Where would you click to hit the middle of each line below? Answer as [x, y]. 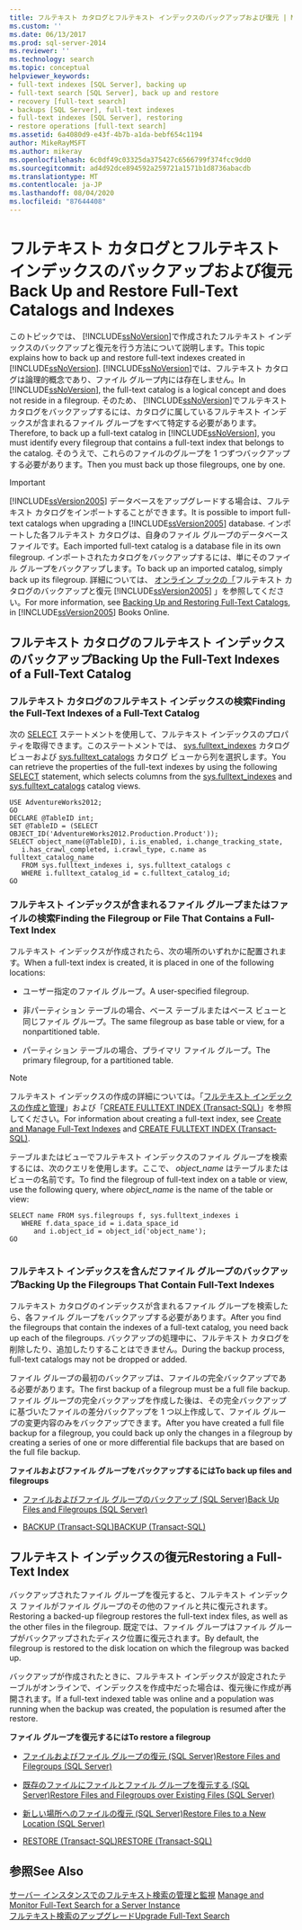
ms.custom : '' [36, 26]
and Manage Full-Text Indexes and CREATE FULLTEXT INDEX [123, 1129]
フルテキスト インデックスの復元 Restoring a [132, 1557]
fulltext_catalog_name [52, 857]
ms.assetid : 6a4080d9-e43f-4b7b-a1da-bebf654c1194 [106, 135]
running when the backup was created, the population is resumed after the [147, 1709]
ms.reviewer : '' [40, 51]
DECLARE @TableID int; [52, 818]
